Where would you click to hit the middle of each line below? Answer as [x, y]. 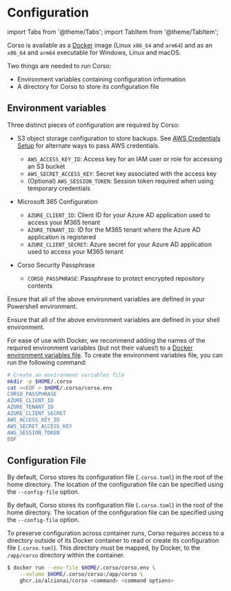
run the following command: [47, 362]
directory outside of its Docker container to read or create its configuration [113, 541]
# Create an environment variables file [66, 375]
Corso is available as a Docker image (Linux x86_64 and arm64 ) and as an [110, 45]
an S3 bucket [46, 166]
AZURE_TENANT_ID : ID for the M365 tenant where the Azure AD [114, 230]
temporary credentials [59, 188]
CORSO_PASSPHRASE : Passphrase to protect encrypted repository [116, 278]
